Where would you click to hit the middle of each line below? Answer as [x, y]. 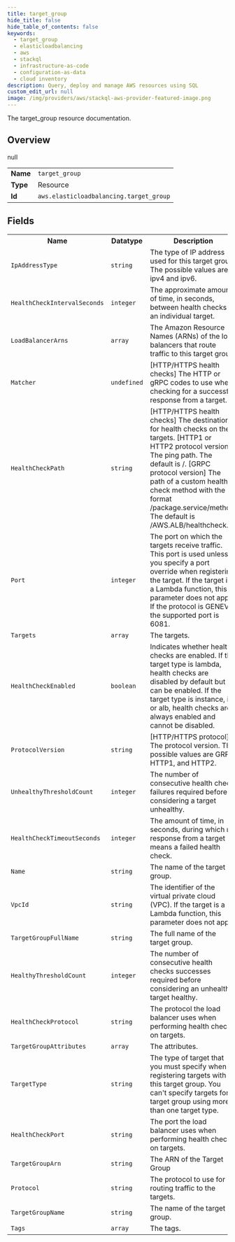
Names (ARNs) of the [185, 336]
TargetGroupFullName [45, 938]
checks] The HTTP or [185, 374]
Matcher [23, 382]
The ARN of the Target [187, 1159]
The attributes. [174, 1046]
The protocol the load [185, 1008]
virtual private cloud [183, 896]
